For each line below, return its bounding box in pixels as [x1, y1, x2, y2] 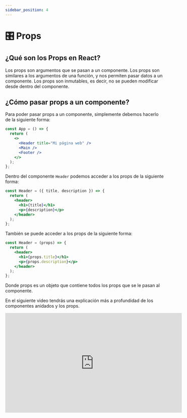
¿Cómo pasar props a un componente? [5, 98, 130, 107]
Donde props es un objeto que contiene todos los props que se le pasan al [5, 282, 160, 288]
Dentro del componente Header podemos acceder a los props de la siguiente [5, 173, 164, 180]
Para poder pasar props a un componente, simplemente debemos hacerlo [5, 111, 159, 117]
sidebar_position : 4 [5, 7, 49, 13]
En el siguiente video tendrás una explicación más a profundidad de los [5, 298, 154, 304]
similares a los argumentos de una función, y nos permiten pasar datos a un [5, 72, 163, 78]
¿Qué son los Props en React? [5, 54, 101, 62]
